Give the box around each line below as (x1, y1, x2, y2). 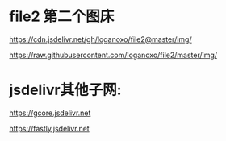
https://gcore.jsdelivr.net (9, 108, 91, 118)
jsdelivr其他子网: (9, 81, 122, 99)
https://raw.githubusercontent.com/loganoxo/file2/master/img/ (9, 50, 217, 60)
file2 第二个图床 (9, 7, 115, 26)
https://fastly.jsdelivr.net (9, 123, 90, 133)
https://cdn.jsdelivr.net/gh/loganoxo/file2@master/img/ (9, 34, 192, 44)
